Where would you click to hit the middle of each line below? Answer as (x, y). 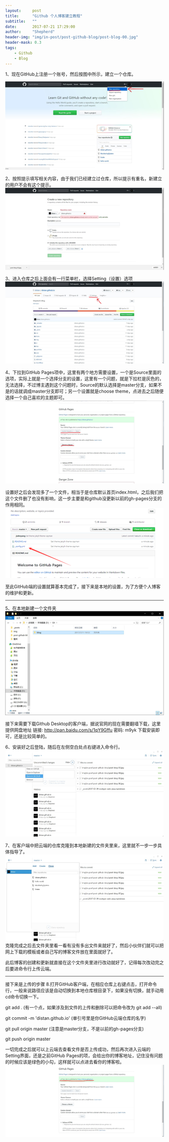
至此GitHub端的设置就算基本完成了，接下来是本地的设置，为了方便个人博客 (83, 587)
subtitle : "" (21, 21)
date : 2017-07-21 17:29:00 (40, 27)
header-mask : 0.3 (23, 43)
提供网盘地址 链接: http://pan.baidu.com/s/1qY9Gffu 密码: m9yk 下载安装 (80, 730)
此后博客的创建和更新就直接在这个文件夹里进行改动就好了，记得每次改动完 (82, 963)
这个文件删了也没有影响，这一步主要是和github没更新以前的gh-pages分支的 (83, 498)
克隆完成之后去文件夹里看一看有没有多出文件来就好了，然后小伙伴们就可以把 (84, 946)
